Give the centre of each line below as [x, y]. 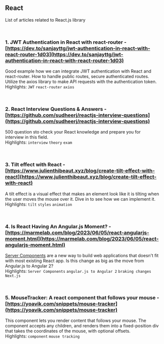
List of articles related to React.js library [45, 20]
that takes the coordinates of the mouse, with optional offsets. [68, 331]
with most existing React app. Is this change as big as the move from [75, 261]
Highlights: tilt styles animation [39, 204]
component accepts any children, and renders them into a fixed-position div [82, 326]
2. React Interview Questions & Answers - [56, 109]
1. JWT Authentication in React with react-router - [66, 42]
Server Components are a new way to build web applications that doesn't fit [82, 255]
